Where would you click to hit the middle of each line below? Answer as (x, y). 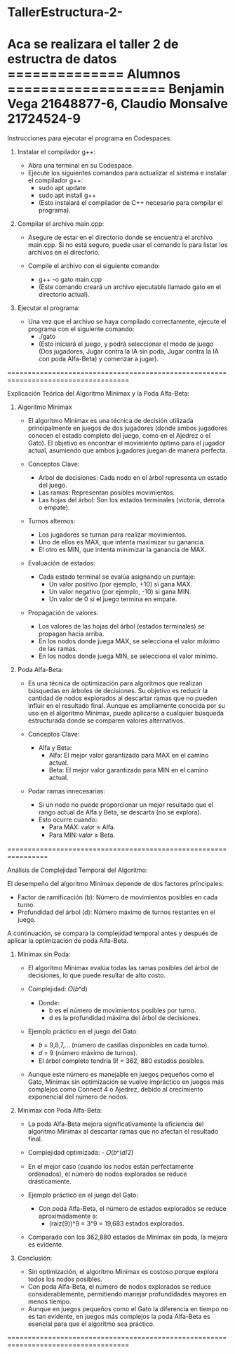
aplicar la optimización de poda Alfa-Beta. (68, 941)
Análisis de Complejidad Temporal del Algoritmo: (78, 870)
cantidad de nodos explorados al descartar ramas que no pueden (122, 698)
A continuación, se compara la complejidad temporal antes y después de (113, 933)
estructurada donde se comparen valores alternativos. (106, 720)
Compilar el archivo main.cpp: (61, 224)
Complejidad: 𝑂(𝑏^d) (58, 989)
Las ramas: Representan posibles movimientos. (107, 492)
